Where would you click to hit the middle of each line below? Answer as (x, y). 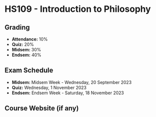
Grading (17, 27)
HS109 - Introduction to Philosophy (78, 9)
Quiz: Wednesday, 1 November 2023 (49, 87)
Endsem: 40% (27, 55)
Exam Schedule (29, 70)
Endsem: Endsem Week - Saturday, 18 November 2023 (68, 93)
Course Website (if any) (42, 108)
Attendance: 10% (30, 39)
